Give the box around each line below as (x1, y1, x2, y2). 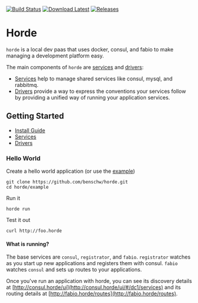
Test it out (6, 217, 31, 224)
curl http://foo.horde (6, 228, 62, 234)
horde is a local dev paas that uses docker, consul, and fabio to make (6, 46, 174, 53)
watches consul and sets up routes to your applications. (6, 266, 142, 273)
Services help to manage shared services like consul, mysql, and (14, 75, 173, 82)
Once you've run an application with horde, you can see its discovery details (6, 278, 192, 285)
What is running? (6, 240, 49, 247)
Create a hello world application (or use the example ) (6, 167, 135, 175)
